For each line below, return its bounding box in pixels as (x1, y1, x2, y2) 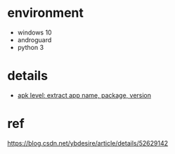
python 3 (17, 43, 44, 51)
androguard (17, 35, 52, 44)
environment (7, 5, 84, 21)
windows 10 (17, 28, 52, 37)
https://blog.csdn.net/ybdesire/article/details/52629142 (7, 139, 169, 147)
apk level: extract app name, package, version (17, 91, 152, 99)
